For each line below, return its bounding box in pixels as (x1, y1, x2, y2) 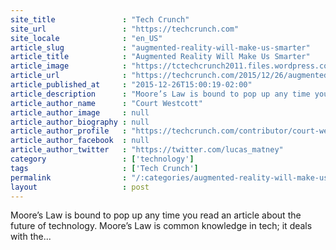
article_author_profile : (10, 126, 128, 136)
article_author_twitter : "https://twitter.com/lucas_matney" (10, 145, 284, 155)
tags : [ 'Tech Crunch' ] (10, 163, 199, 173)
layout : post (10, 182, 150, 192)
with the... (10, 231, 52, 243)
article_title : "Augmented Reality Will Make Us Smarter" (10, 52, 311, 62)
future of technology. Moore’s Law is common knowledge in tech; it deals (10, 220, 313, 232)
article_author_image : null (10, 107, 150, 118)
